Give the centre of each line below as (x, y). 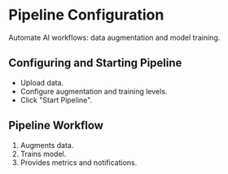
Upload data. (42, 82)
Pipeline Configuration (86, 15)
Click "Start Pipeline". (56, 100)
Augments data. (47, 145)
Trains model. (43, 154)
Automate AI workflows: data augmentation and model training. (114, 37)
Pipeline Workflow (56, 126)
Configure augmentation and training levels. (94, 91)
